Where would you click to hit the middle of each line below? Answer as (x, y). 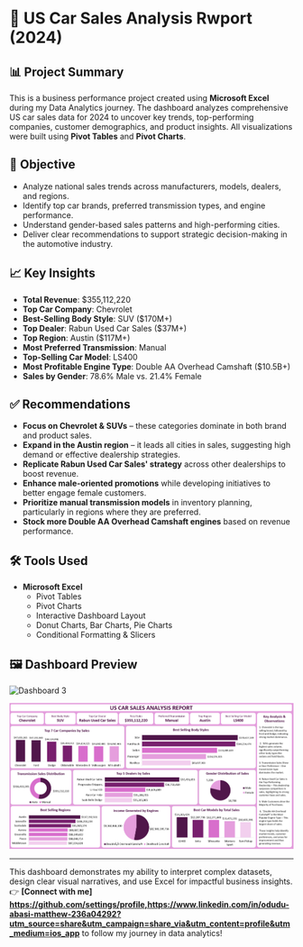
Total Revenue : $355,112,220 (76, 299)
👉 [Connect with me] (51, 892)
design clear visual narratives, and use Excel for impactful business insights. (151, 881)
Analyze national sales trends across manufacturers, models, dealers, (151, 186)
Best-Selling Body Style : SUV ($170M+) (97, 318)
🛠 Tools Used (49, 561)
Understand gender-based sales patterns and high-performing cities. (151, 224)
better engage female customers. (84, 493)
